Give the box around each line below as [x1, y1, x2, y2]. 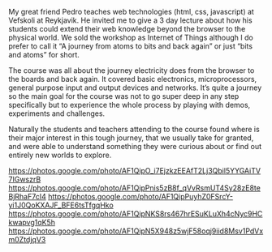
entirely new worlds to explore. [8, 150, 112, 160]
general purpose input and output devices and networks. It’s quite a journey [8, 83, 262, 92]
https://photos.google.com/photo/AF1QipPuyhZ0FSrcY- [47, 192, 234, 201]
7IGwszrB [8, 174, 41, 184]
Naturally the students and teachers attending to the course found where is [8, 125, 260, 134]
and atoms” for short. [8, 50, 80, 59]
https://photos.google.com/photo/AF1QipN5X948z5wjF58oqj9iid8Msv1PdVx [8, 226, 264, 236]
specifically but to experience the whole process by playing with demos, [8, 100, 251, 109]
